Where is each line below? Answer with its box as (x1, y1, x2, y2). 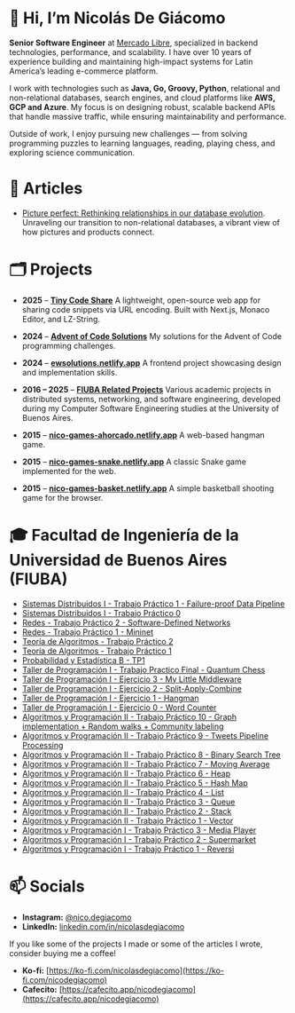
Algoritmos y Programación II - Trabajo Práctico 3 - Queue (21, 796, 236, 807)
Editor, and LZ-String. (21, 313, 100, 324)
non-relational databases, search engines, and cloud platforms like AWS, (9, 92, 276, 103)
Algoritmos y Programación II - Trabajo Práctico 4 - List (21, 787, 224, 797)
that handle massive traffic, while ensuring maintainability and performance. (9, 111, 287, 122)
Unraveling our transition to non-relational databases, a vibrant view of (21, 217, 281, 227)
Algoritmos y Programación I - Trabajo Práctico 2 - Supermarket (21, 834, 257, 844)
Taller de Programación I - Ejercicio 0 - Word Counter (21, 701, 217, 713)
